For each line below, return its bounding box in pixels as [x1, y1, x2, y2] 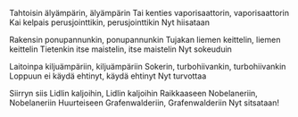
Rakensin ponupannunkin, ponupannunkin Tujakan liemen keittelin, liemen [9, 35, 281, 45]
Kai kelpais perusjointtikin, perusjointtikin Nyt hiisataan [9, 17, 210, 28]
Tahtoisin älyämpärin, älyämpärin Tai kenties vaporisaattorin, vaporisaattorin [9, 8, 290, 18]
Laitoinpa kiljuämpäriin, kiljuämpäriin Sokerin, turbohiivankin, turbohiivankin [9, 62, 286, 71]
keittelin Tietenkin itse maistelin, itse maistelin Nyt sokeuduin [9, 44, 232, 54]
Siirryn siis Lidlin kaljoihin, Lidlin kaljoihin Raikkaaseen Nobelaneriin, [9, 88, 259, 98]
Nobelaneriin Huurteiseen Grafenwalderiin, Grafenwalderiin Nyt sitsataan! [9, 97, 279, 108]
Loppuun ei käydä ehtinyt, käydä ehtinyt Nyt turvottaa [9, 71, 207, 81]
